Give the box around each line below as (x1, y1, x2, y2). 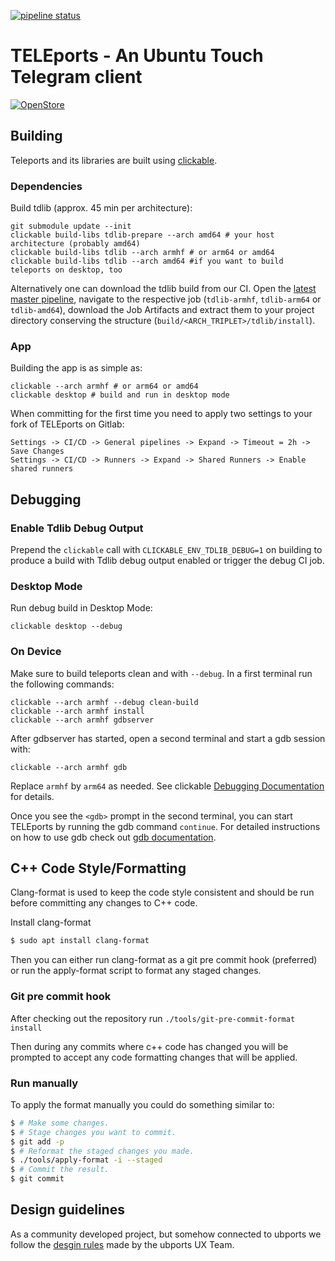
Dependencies (10, 179, 83, 193)
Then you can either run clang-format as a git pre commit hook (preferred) (10, 954, 318, 966)
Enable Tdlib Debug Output (10, 521, 144, 535)
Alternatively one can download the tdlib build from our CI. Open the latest (10, 283, 317, 295)
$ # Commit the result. (10, 1165, 110, 1175)
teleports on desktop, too (10, 265, 123, 275)
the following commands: (10, 678, 115, 690)
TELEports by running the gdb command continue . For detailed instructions (10, 820, 321, 832)
